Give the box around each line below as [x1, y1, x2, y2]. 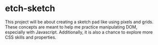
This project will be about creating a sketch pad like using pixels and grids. [5, 19, 154, 25]
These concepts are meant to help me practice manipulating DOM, [5, 24, 138, 30]
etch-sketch [5, 3, 56, 14]
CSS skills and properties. [5, 34, 57, 40]
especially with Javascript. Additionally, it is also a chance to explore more [5, 29, 153, 35]
